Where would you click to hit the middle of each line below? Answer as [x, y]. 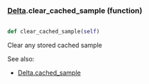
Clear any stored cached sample [55, 46]
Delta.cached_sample [49, 73]
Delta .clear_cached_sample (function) [75, 11]
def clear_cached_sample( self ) [54, 32]
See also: [21, 59]
